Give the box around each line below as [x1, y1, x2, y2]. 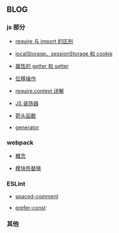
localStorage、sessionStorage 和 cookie [15, 50, 113, 57]
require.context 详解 [15, 87, 64, 94]
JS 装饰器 [15, 99, 39, 107]
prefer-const [15, 204, 46, 211]
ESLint [6, 179, 26, 187]
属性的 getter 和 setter [15, 62, 69, 69]
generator [15, 124, 40, 131]
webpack [6, 138, 34, 147]
